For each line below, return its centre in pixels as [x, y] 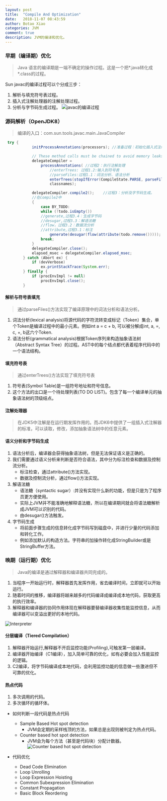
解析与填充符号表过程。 [36, 95]
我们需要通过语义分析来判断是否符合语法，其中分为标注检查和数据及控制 [86, 459]
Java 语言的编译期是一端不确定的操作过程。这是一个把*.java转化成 [85, 68]
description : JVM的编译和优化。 [36, 38]
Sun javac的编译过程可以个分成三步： [43, 85]
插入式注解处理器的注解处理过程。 [47, 101]
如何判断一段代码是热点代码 [41, 713]
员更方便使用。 [35, 496]
